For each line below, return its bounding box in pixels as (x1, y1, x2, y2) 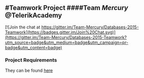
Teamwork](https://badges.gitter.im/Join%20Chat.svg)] (5, 29, 116, 35)
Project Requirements (5, 56, 57, 63)
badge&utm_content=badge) (5, 44, 62, 50)
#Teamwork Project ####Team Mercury (5, 4, 129, 12)
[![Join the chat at (5, 24, 41, 30)
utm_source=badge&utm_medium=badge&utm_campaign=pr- (5, 39, 129, 45)
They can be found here (5, 67, 53, 74)
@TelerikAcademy (5, 12, 62, 20)
